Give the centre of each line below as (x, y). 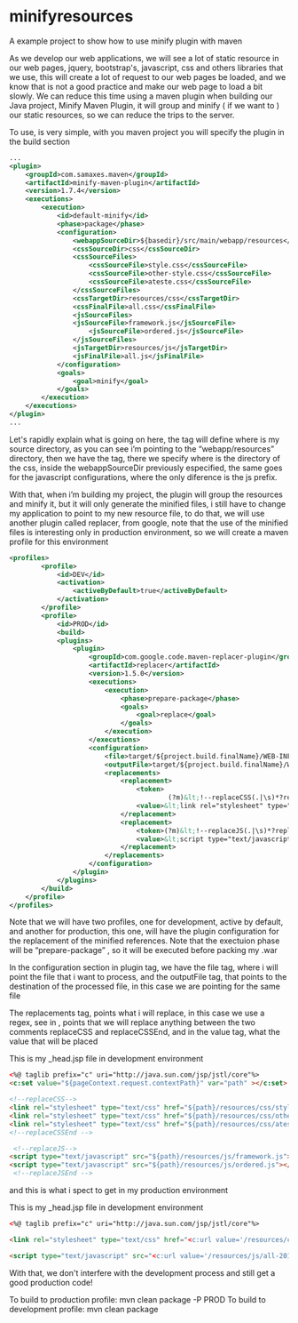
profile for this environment (59, 541)
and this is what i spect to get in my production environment (119, 1191)
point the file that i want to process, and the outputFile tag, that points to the (148, 977)
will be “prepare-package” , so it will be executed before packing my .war (143, 950)
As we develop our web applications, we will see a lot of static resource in (144, 58)
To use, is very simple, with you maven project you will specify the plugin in (147, 132)
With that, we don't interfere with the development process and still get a (142, 1272)
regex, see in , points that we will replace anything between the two (132, 1022)
